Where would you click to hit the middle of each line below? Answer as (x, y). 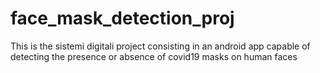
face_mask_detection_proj (122, 18)
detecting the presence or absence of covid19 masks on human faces (154, 56)
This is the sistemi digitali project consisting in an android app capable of (160, 46)
